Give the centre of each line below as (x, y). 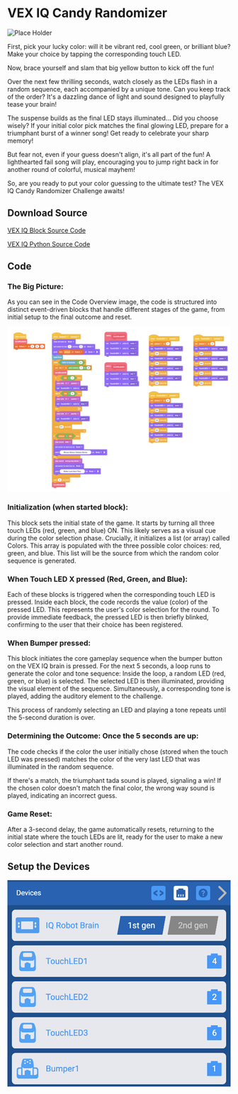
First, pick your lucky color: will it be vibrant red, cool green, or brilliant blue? (119, 46)
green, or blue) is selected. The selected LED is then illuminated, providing (116, 681)
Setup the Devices (49, 867)
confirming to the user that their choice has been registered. (95, 625)
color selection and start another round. (65, 845)
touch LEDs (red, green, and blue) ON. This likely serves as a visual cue (112, 530)
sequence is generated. (42, 560)
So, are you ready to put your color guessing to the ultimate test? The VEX (116, 183)
